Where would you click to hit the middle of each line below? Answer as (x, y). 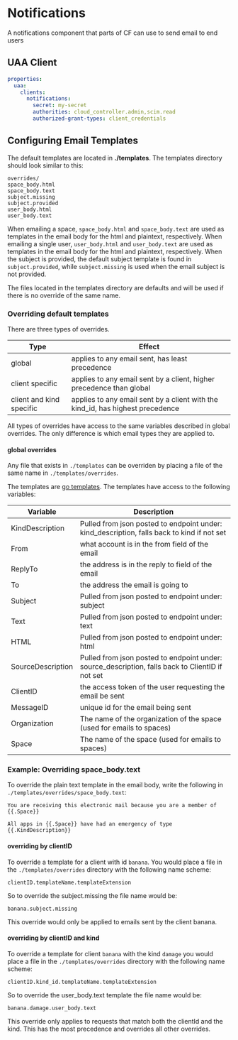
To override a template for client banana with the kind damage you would (110, 953)
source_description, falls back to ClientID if (152, 667)
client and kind (35, 399)
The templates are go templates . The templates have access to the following (119, 487)
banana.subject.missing (42, 909)
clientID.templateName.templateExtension (69, 882)
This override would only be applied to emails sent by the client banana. (112, 921)
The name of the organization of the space (151, 719)
